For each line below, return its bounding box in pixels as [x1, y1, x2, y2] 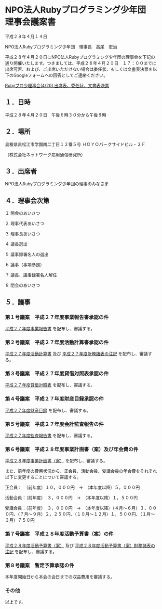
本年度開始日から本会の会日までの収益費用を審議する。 [5, 574, 115, 579]
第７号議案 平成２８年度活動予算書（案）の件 [5, 530, 114, 537]
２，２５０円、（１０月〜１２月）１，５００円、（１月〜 [45, 511, 155, 517]
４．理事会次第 [5, 196, 50, 205]
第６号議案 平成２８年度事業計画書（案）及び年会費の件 [5, 446, 138, 452]
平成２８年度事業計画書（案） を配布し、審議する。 [5, 458, 108, 464]
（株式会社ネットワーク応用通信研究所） [5, 151, 85, 158]
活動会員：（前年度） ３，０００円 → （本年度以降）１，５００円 [5, 495, 138, 501]
